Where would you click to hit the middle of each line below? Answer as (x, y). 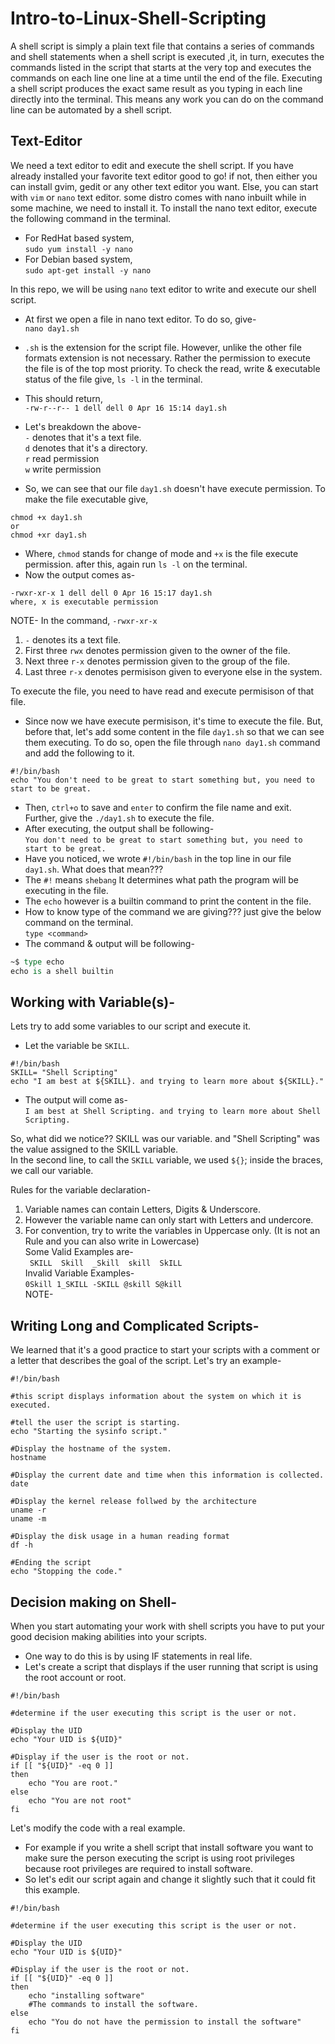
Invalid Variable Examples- (79, 1273)
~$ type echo (37, 962)
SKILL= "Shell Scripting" (64, 1073)
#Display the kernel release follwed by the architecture (133, 1502)
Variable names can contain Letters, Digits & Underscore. (142, 1209)
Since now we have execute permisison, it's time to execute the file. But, (173, 721)
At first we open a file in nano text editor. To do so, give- (140, 319)
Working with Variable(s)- (93, 1002)
